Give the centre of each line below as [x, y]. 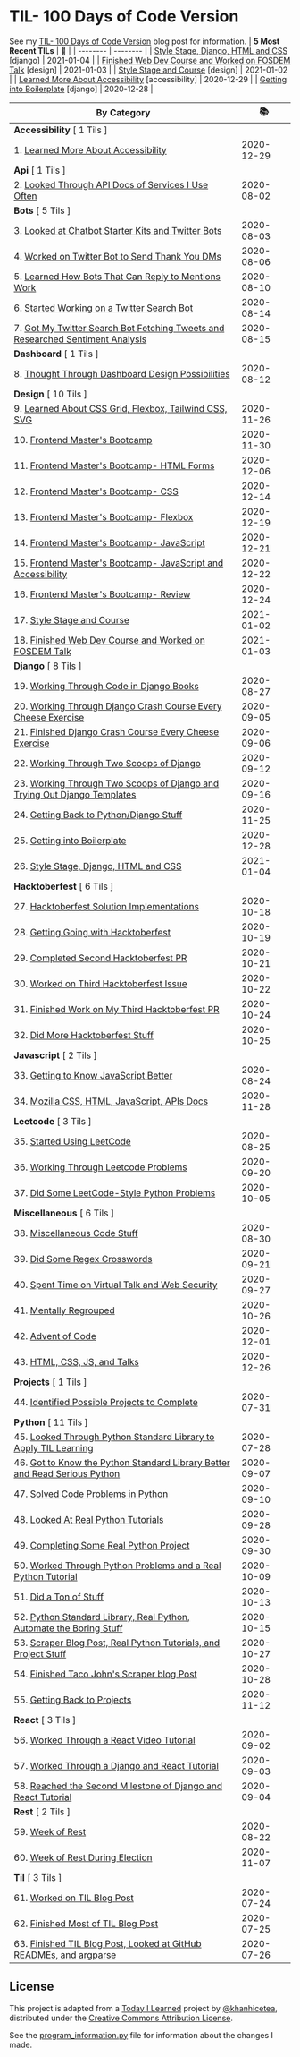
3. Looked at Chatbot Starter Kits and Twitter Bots [118, 230]
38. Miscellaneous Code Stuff [76, 1233]
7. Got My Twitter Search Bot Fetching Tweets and [119, 328]
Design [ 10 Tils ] [50, 394]
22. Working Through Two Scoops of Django [107, 763]
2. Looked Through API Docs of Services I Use [111, 184]
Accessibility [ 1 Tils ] [61, 130]
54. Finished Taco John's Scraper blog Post [106, 1674]
